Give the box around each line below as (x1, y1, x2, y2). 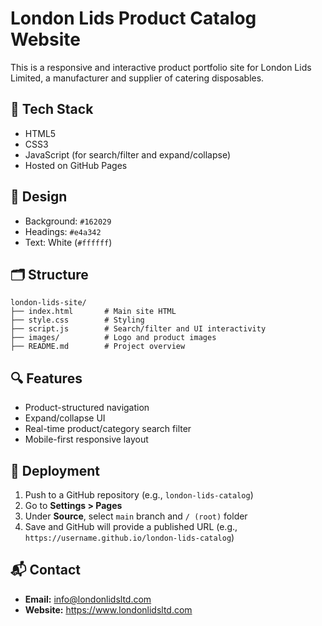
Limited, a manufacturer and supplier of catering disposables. (10, 72, 265, 84)
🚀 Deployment (10, 462, 100, 479)
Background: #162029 (24, 215, 112, 227)
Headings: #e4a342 (24, 225, 102, 237)
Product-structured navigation (24, 402, 150, 414)
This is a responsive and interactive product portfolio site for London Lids (10, 61, 312, 73)
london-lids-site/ (10, 298, 87, 308)
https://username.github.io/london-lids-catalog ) (24, 532, 235, 543)
